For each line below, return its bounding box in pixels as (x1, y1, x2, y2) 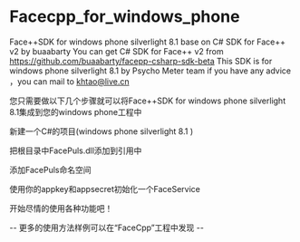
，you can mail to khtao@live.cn (9, 75, 130, 87)
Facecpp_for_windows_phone (9, 6, 240, 27)
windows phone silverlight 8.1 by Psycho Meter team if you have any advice (9, 65, 292, 76)
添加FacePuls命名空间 (9, 164, 92, 175)
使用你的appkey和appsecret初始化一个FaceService (9, 183, 201, 194)
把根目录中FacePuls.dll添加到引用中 (9, 145, 142, 156)
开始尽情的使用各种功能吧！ (9, 202, 113, 214)
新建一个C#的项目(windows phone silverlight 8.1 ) (9, 125, 193, 137)
